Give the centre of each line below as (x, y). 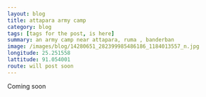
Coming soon (27, 86)
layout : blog (26, 14)
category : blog (30, 27)
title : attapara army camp (47, 20)
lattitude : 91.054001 (39, 60)
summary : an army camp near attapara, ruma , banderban (91, 40)
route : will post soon (40, 66)
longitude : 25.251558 (39, 53)
